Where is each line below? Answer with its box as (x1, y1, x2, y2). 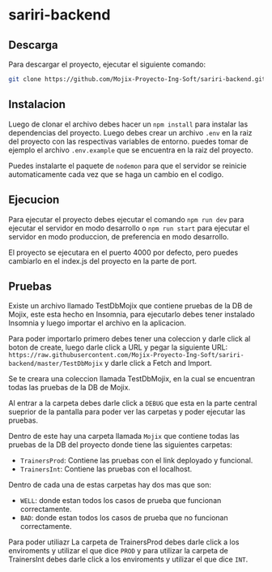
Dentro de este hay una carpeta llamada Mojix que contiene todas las (8, 432, 240, 441)
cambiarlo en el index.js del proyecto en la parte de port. (8, 256, 197, 265)
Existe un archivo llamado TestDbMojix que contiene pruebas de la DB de (8, 301, 253, 311)
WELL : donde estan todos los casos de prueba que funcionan (19, 496, 222, 505)
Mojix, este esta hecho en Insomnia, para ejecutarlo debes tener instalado (8, 310, 255, 320)
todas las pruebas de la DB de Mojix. (8, 383, 131, 393)
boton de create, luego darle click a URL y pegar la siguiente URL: (8, 342, 228, 352)
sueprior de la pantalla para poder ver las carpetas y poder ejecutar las (8, 407, 245, 417)
